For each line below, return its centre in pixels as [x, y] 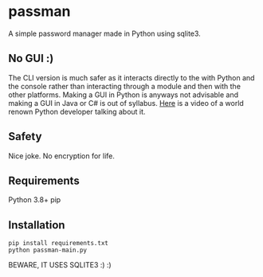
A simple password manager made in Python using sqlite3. [104, 33]
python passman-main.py [48, 250]
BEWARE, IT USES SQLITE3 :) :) [60, 265]
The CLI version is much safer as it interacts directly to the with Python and [131, 77]
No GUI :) [31, 59]
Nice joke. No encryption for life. [62, 156]
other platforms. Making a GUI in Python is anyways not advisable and [124, 95]
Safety [25, 137]
